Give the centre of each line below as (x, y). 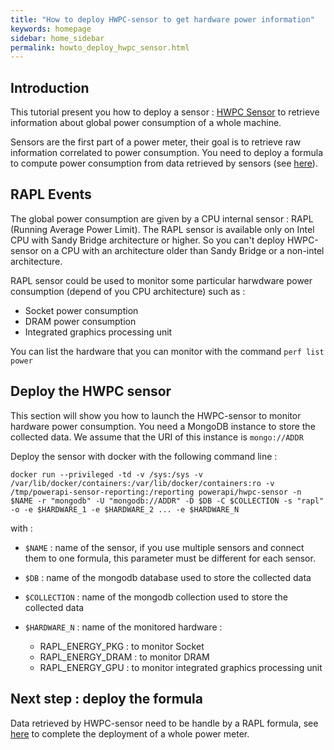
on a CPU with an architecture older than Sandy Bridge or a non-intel (182, 250)
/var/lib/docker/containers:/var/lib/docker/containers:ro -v (142, 483)
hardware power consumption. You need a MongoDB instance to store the (163, 426)
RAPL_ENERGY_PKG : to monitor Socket (122, 646)
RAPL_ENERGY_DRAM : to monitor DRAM (124, 657)
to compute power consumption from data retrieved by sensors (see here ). (164, 163)
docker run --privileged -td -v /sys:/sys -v (106, 474)
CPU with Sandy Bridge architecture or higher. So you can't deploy (147, 240)
